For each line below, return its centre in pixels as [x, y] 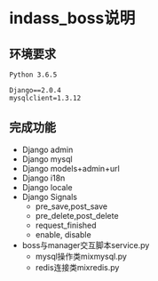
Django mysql [47, 159]
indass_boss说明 [72, 18]
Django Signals [50, 197]
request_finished [66, 225]
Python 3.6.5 [33, 75]
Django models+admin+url [71, 168]
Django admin [47, 149]
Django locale [47, 187]
